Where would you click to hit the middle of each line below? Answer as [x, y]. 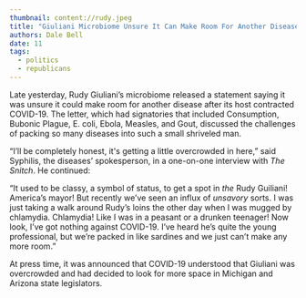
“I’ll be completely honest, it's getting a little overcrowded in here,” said [143, 150]
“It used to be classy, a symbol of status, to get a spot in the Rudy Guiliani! [149, 188]
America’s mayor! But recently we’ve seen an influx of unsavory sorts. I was [152, 198]
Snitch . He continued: [50, 170]
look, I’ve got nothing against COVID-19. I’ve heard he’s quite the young [143, 226]
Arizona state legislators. [56, 283]
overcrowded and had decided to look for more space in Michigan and [141, 273]
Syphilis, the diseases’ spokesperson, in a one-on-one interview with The [147, 160]
